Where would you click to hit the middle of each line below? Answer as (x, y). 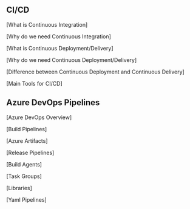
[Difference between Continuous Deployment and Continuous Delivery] (96, 72)
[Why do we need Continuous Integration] (59, 36)
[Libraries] (19, 188)
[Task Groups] (24, 176)
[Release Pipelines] (30, 152)
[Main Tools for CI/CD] (34, 83)
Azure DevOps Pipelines (53, 103)
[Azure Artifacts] (27, 141)
